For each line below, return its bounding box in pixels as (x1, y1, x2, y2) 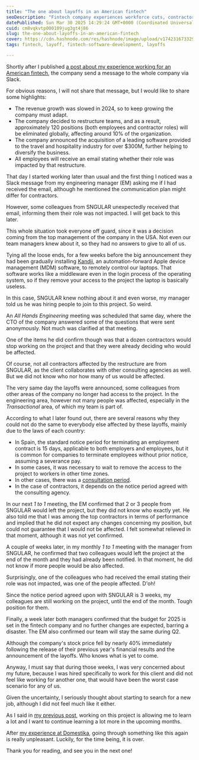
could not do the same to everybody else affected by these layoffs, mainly (6, 421, 187, 428)
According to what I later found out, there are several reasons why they (6, 414, 180, 421)
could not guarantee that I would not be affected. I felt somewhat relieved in (6, 525, 191, 533)
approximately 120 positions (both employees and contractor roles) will (14, 124, 188, 131)
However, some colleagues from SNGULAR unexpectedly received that (6, 203, 179, 210)
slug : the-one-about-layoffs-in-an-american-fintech (6, 31, 139, 37)
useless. (6, 282, 27, 290)
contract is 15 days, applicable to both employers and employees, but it (14, 445, 188, 452)
